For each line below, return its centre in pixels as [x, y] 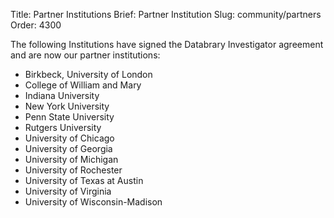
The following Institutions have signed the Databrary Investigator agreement [167, 44]
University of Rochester [73, 170]
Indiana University [62, 95]
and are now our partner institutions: [85, 55]
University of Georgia [68, 148]
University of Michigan [71, 159]
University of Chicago [69, 138]
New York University [67, 106]
